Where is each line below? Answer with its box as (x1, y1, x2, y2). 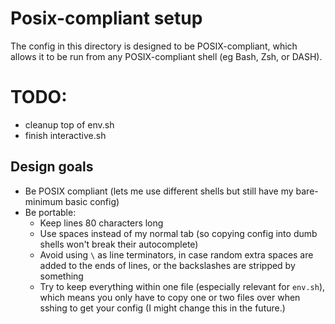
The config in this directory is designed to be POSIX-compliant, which (10, 40, 298, 52)
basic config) (64, 195, 120, 207)
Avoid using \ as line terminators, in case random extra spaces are (39, 248, 314, 261)
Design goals (10, 158, 94, 176)
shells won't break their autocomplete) (39, 238, 199, 250)
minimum (24, 195, 63, 207)
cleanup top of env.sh (24, 118, 115, 131)
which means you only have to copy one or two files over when (39, 291, 301, 303)
